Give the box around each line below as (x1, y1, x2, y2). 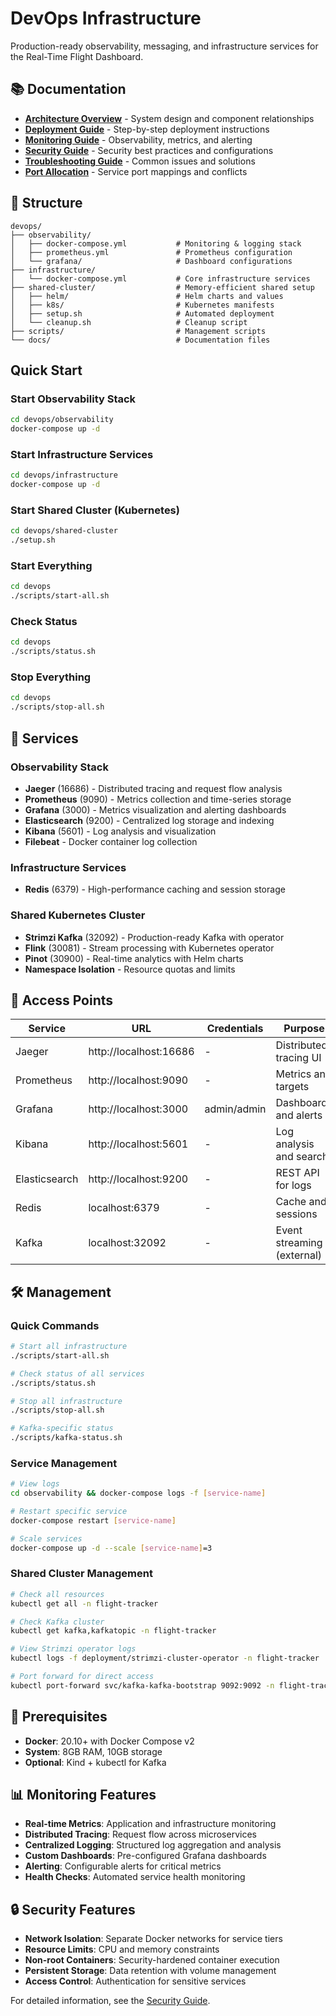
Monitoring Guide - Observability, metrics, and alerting (24, 133, 253, 146)
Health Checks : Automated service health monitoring (24, 1871, 246, 1883)
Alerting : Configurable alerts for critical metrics (24, 1860, 222, 1872)
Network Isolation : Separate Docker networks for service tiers (24, 1933, 283, 1945)
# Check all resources (10, 1589, 105, 1599)
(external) (275, 1248, 323, 1262)
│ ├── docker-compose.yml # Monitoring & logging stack (10, 238, 302, 249)
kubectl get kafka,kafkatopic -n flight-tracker (10, 1626, 217, 1636)
